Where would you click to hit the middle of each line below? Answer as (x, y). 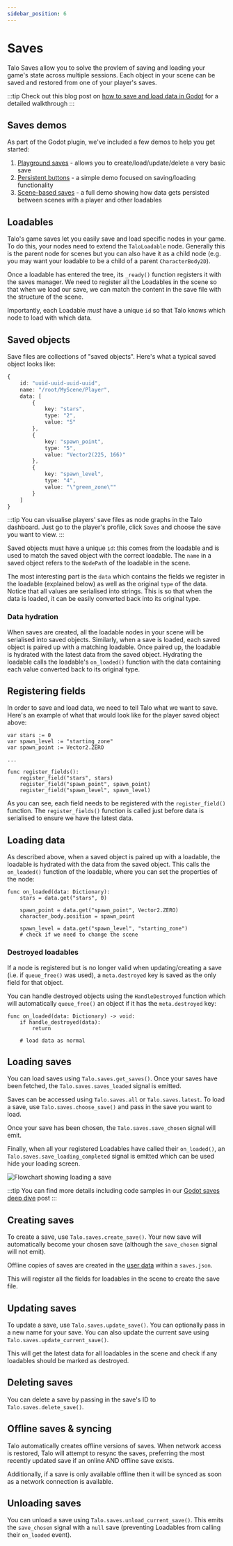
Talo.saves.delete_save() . (46, 1406)
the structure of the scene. (45, 297)
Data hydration (33, 617)
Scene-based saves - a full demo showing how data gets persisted (113, 193)
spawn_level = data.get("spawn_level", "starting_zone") (104, 929)
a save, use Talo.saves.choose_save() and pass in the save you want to (110, 1107)
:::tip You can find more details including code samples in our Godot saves (114, 1191)
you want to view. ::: (36, 535)
